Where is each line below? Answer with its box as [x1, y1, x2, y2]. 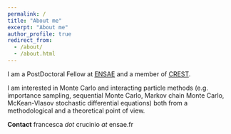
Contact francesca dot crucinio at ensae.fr [7, 120, 134, 128]
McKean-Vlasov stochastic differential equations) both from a [7, 98, 188, 107]
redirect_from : [7, 37, 53, 44]
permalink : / [7, 10, 46, 18]
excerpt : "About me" [7, 24, 69, 31]
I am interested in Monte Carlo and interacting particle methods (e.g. [7, 83, 209, 92]
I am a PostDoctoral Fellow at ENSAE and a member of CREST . [7, 69, 191, 78]
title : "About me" [7, 17, 62, 24]
